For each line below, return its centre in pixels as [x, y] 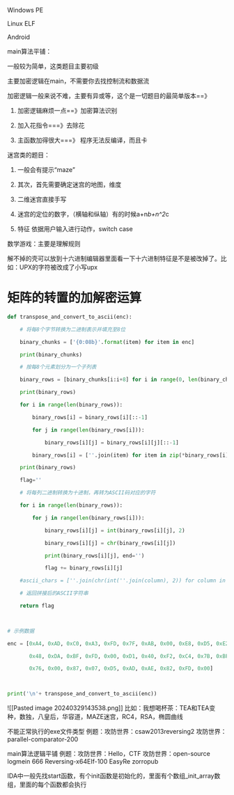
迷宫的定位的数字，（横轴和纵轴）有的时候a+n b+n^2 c [93, 214]
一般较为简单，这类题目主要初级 [53, 66]
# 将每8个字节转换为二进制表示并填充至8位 [73, 329]
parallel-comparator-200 [43, 739]
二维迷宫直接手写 [42, 199]
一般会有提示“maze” [46, 170]
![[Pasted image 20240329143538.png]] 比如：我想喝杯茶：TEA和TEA [108, 708]
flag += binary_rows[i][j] [84, 568]
